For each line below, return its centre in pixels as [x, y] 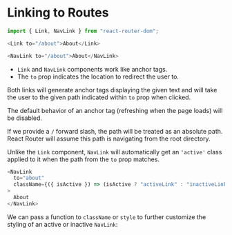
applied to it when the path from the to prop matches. [84, 159]
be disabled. [25, 118]
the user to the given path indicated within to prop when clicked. [99, 97]
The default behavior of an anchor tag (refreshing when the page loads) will [115, 110]
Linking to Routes [58, 13]
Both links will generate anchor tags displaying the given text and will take [112, 90]
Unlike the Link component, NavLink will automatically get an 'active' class [115, 152]
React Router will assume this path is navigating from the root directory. [109, 139]
